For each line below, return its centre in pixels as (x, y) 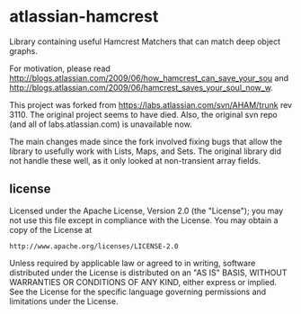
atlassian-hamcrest (84, 17)
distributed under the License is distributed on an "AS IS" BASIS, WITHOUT (148, 273)
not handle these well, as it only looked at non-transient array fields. (135, 160)
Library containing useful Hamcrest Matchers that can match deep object (145, 41)
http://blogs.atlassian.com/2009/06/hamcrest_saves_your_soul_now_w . (142, 87)
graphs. (23, 50)
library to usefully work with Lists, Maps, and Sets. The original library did (145, 151)
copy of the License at (51, 229)
